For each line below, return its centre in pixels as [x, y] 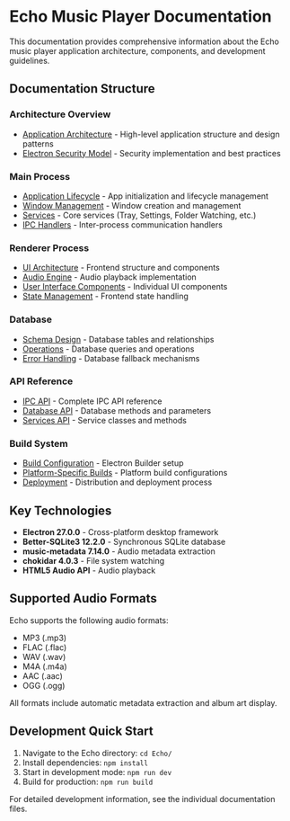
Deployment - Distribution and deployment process [117, 482]
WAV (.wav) [44, 656]
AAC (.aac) [42, 675]
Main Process [40, 176]
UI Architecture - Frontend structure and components [121, 268]
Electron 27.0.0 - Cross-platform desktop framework [120, 531]
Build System [39, 443]
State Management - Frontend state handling [105, 296]
